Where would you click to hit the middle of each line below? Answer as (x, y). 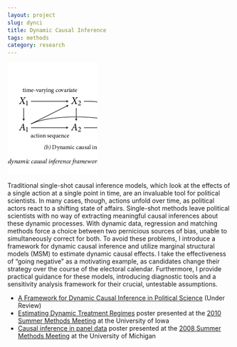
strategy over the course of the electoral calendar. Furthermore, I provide (115, 269)
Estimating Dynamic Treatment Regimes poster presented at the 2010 (120, 313)
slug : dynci (25, 22)
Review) (30, 306)
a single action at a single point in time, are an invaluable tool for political (114, 193)
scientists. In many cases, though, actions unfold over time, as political (111, 201)
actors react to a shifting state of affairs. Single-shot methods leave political (118, 208)
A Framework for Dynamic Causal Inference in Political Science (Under (121, 298)
